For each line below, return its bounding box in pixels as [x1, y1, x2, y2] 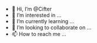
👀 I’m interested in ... [11, 12, 62, 19]
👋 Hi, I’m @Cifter [11, 6, 52, 12]
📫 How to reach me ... [11, 31, 66, 37]
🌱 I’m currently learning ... [11, 18, 75, 24]
